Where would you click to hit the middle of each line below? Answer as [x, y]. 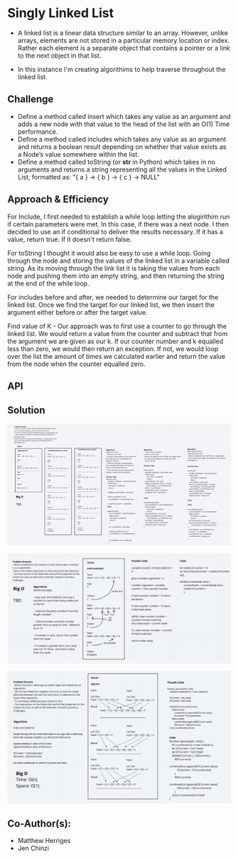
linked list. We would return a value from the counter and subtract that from [118, 333]
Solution [26, 410]
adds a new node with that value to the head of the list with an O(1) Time [124, 124]
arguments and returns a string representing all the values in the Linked [122, 169]
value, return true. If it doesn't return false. [70, 239]
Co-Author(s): [39, 823]
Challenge [31, 99]
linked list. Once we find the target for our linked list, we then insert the [111, 305]
